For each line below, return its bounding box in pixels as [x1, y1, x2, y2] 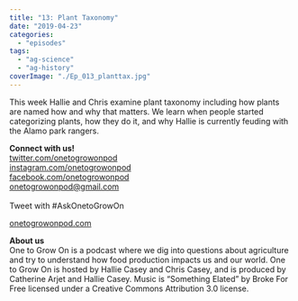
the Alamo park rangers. [9, 125, 99, 136]
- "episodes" [17, 38, 67, 48]
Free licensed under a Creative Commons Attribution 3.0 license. [9, 283, 249, 294]
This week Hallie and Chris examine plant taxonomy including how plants [9, 96, 280, 107]
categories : [9, 30, 54, 39]
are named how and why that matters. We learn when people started [9, 105, 264, 117]
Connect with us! [9, 142, 75, 153]
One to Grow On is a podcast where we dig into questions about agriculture [9, 244, 290, 255]
